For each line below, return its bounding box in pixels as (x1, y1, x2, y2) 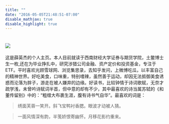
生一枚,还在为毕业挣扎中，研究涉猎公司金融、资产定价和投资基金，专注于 (5, 61, 157, 67)
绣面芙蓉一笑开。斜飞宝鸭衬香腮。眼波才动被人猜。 (17, 103, 124, 109)
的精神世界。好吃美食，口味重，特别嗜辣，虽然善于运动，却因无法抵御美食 (5, 73, 159, 79)
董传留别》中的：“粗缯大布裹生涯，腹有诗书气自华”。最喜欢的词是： (5, 92, 146, 98)
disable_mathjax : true (5, 17, 53, 22)
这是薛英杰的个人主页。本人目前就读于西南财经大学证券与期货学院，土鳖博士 (5, 55, 164, 61)
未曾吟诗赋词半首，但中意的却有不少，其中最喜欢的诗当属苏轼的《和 (22, 86, 164, 92)
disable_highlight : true (5, 21, 57, 27)
